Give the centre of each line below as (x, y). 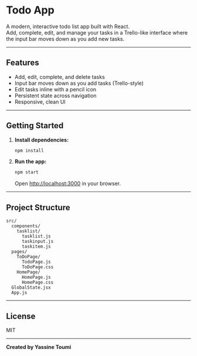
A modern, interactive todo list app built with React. (68, 26)
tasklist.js (36, 237)
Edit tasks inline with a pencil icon (55, 89)
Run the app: (30, 162)
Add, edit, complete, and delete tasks (60, 77)
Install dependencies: (42, 140)
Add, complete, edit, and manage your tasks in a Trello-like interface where (97, 32)
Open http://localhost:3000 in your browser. (68, 184)
